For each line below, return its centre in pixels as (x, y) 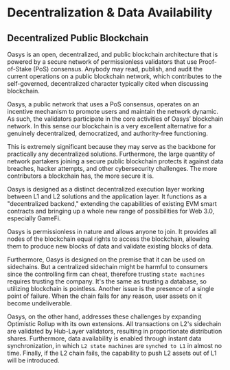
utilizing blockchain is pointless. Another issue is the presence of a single (111, 289)
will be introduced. (33, 360)
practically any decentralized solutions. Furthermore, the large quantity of (111, 154)
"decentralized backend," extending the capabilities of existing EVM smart (112, 204)
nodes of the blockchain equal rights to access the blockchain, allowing (108, 239)
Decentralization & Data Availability (110, 13)
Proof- (208, 62)
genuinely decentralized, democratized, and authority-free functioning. (107, 133)
